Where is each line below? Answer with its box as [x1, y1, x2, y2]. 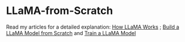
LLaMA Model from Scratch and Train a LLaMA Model [6, 29, 136, 36]
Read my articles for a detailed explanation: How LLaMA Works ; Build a [6, 23, 180, 30]
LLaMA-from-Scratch [6, 4, 113, 17]
